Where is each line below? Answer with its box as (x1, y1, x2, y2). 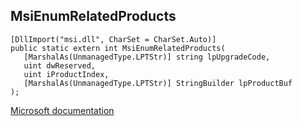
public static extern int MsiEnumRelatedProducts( (10, 43, 226, 53)
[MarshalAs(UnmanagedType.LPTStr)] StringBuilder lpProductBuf (23, 78, 293, 88)
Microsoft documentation (10, 104, 115, 116)
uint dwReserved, (23, 60, 97, 71)
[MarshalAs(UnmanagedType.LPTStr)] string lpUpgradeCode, (23, 52, 271, 62)
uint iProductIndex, (23, 69, 110, 79)
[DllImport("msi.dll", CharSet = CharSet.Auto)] (10, 34, 217, 44)
